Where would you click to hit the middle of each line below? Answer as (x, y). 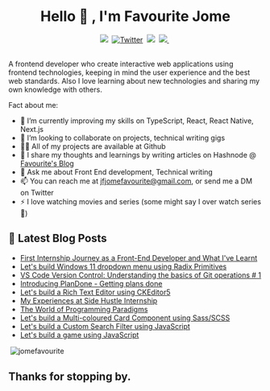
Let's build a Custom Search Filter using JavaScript (105, 326)
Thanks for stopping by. (70, 376)
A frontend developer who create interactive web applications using (121, 64)
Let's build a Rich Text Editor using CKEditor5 (95, 292)
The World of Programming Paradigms (84, 309)
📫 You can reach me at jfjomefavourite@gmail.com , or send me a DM (136, 181)
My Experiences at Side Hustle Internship (89, 300)
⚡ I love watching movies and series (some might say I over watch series (141, 201)
